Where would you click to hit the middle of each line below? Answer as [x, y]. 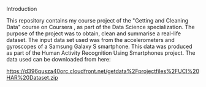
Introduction [22, 9]
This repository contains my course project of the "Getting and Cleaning [97, 20]
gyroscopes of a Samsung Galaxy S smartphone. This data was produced [99, 46]
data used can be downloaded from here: [59, 59]
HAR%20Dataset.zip [32, 78]
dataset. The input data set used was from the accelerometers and [90, 40]
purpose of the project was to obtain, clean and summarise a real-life [94, 33]
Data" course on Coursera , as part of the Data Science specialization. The [101, 27]
